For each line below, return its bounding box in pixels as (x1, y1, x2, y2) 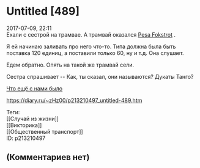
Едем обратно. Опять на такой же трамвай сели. (6, 61, 135, 68)
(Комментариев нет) (6, 152, 90, 163)
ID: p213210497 (6, 134, 46, 142)
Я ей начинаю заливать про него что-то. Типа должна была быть (6, 43, 176, 50)
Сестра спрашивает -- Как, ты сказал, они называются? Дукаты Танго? (6, 73, 194, 80)
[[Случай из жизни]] (6, 115, 59, 122)
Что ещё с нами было (6, 84, 63, 92)
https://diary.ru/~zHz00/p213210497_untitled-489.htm (6, 97, 143, 104)
